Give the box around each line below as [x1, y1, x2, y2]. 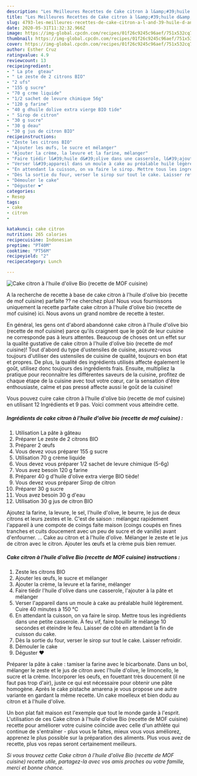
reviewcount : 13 [6, 57, 46, 63]
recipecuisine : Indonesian [6, 237, 72, 243]
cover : [6, 42, 23, 47]
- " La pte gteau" [6, 69, 54, 74]
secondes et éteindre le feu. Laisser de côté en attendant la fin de [15, 624, 174, 631]
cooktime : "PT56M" [6, 248, 51, 254]
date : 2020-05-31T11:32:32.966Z [6, 25, 85, 31]
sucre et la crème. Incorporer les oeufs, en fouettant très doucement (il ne [6, 673, 185, 680]
